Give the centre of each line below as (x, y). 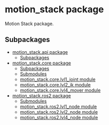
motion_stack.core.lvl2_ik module (55, 85)
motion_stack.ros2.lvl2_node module (59, 112)
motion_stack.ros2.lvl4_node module (59, 117)
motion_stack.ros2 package (42, 95)
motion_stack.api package (40, 52)
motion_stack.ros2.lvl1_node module (58, 107)
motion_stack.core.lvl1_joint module (58, 79)
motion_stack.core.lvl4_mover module (60, 90)
